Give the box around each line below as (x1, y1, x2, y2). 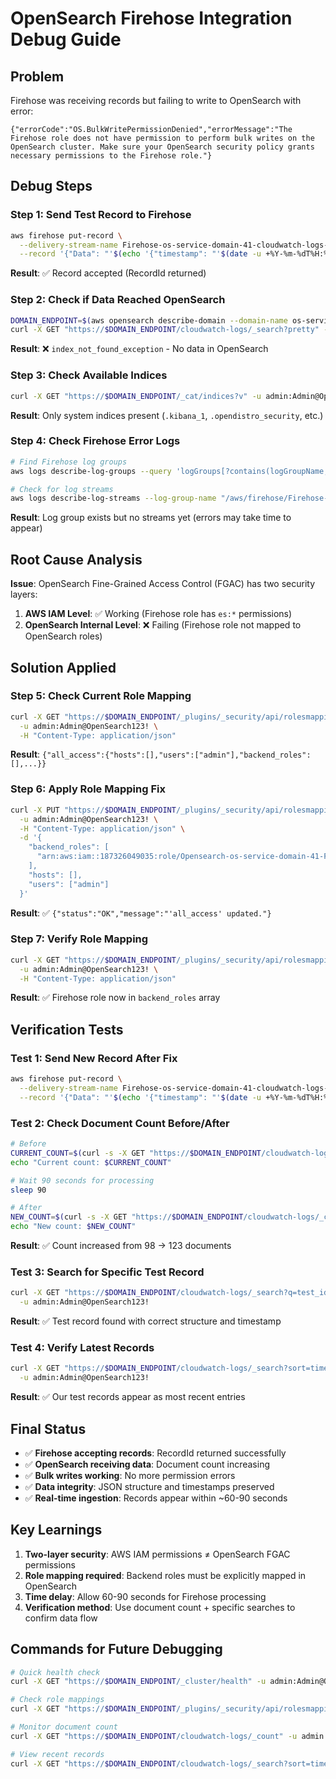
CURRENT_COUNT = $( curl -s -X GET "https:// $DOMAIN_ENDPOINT (10, 1148, 262, 1158)
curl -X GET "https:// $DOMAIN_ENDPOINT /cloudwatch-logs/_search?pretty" (10, 325, 320, 335)
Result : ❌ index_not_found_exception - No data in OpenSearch (10, 343, 269, 355)
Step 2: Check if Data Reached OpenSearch (10, 293, 226, 307)
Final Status (10, 1420, 87, 1437)
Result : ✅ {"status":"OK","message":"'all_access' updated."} (10, 907, 272, 919)
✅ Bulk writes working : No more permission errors (24, 1469, 236, 1481)
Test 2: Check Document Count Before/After (10, 1116, 230, 1130)
